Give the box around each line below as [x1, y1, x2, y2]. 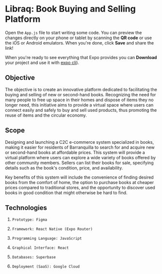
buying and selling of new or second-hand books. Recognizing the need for [5, 91, 156, 97]
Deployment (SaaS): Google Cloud [12, 264, 80, 269]
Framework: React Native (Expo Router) [12, 227, 93, 232]
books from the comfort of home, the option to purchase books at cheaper [5, 179, 154, 185]
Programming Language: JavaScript [12, 236, 82, 241]
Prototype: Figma [12, 217, 48, 222]
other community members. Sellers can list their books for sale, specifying [5, 160, 154, 166]
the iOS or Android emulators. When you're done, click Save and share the [5, 40, 154, 46]
